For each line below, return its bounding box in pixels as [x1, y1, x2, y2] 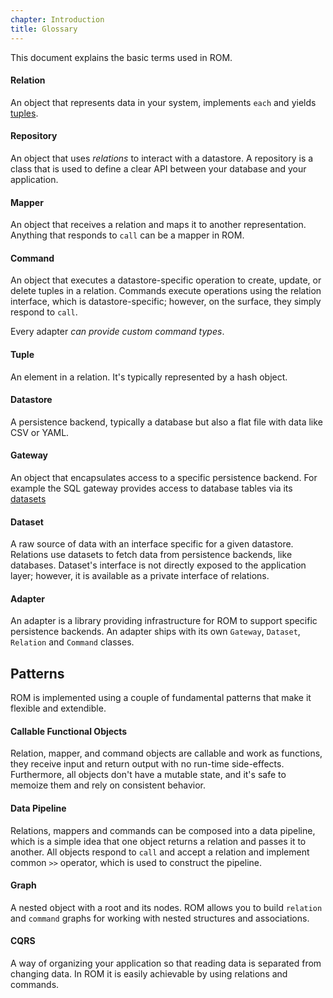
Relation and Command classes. [10, 636, 135, 648]
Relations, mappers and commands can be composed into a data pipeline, [10, 824, 316, 836]
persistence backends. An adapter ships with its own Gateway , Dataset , [10, 626, 301, 638]
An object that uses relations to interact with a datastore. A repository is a [10, 152, 314, 164]
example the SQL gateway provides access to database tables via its [10, 482, 293, 494]
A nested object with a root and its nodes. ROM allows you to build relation [10, 901, 323, 913]
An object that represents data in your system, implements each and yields [10, 96, 317, 108]
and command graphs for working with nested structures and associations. [10, 912, 310, 924]
